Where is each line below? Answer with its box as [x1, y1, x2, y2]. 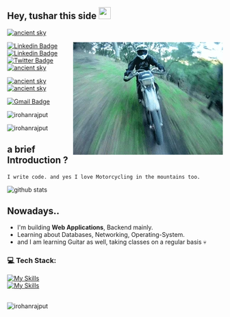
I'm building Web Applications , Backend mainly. [16, 223, 153, 231]
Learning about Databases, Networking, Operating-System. [16, 231, 185, 239]
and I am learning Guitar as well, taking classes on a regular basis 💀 [16, 238, 207, 246]
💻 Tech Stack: [7, 256, 57, 266]
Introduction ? [7, 155, 68, 166]
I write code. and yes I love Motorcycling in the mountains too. [7, 173, 201, 180]
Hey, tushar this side [7, 10, 97, 22]
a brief [7, 144, 36, 155]
